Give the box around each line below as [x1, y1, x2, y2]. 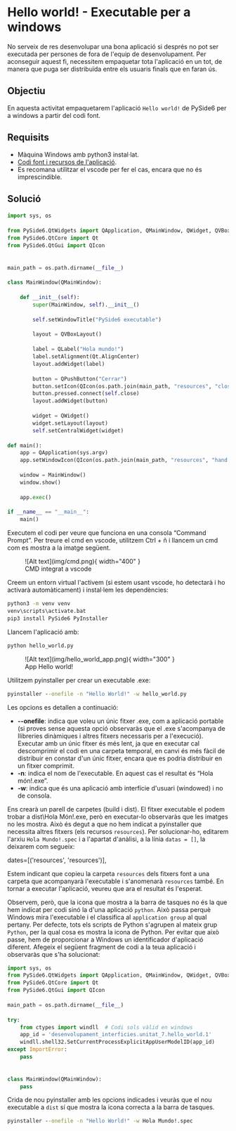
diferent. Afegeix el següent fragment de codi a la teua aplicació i [7, 942, 197, 951]
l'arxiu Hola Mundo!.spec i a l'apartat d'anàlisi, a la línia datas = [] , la [7, 835, 206, 843]
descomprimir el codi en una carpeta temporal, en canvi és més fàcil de [17, 746, 225, 755]
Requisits [7, 131, 49, 144]
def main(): [7, 442, 42, 449]
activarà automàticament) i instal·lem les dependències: [7, 586, 169, 594]
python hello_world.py [7, 642, 74, 649]
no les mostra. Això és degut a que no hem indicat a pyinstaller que [7, 819, 202, 828]
